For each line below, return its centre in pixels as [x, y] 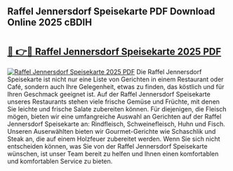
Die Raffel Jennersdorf [169, 72]
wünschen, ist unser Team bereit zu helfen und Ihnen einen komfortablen [113, 154]
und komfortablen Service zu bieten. [60, 161]
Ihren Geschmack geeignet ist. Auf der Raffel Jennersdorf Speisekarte [109, 94]
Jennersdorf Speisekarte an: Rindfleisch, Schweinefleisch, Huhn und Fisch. [116, 124]
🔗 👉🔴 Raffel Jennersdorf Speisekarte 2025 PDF [114, 52]
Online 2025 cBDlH [50, 23]
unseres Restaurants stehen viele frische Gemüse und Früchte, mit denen [113, 102]
